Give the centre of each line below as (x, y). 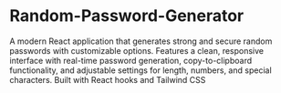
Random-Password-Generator (127, 16)
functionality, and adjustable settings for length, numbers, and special (140, 70)
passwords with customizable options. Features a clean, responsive (137, 50)
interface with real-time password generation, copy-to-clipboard (131, 60)
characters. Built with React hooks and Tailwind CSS (108, 79)
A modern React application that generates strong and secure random (141, 41)
